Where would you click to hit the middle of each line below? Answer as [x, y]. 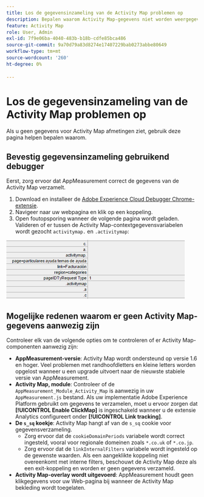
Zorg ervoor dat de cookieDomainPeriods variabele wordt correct [104, 436]
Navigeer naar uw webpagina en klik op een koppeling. [84, 212]
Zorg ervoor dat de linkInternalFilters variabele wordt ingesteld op [110, 449]
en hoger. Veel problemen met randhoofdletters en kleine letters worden [105, 365]
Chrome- [183, 199]
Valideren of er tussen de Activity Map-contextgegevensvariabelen [99, 225]
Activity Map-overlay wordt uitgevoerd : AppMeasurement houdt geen [104, 475]
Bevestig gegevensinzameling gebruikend [88, 157]
